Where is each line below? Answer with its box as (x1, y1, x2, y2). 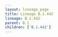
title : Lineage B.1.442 (5, 12, 54, 16)
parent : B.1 (5, 20, 29, 25)
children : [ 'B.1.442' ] (5, 25, 51, 30)
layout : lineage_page (5, 7, 49, 12)
